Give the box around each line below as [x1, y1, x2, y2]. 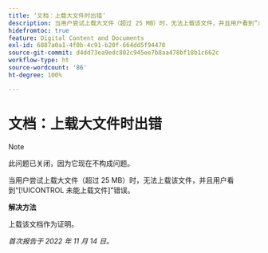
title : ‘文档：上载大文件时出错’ [8, 11, 106, 20]
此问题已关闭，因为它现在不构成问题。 [8, 158, 134, 168]
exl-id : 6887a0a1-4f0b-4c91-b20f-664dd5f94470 [8, 42, 166, 49]
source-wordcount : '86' [8, 64, 88, 72]
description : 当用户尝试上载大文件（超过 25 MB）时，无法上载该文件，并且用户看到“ [8, 19, 258, 27]
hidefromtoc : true [8, 26, 69, 34]
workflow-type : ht [8, 57, 69, 65]
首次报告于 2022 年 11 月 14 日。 [8, 236, 114, 246]
